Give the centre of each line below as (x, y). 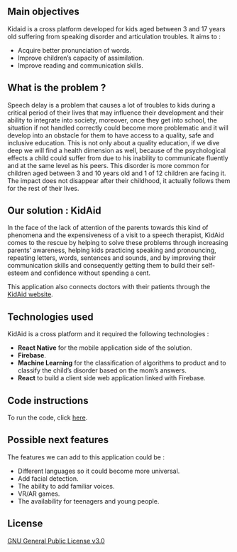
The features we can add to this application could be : (86, 457)
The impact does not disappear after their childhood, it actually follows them (119, 180)
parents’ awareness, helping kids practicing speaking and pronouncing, (112, 250)
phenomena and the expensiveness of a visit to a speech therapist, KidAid (116, 235)
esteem (18, 273)
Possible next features (58, 440)
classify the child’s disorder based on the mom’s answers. (102, 370)
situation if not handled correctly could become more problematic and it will (118, 127)
